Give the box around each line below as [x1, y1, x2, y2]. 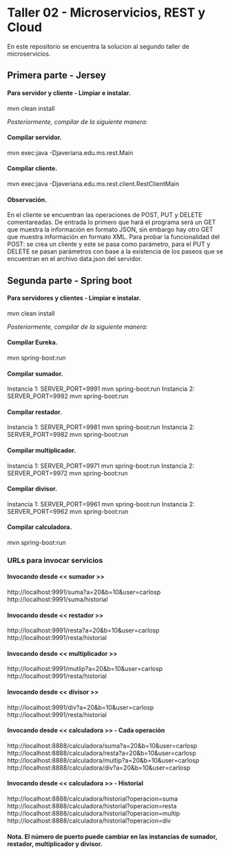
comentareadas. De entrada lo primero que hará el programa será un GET [7, 218, 216, 227]
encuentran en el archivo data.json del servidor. [7, 255, 143, 263]
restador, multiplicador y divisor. [7, 839, 103, 848]
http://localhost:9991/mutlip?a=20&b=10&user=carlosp [7, 665, 163, 673]
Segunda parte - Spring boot [7, 274, 132, 287]
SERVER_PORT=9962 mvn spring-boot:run [7, 507, 129, 515]
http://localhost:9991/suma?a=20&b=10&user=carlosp [7, 588, 161, 597]
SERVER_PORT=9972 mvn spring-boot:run [7, 468, 129, 477]
